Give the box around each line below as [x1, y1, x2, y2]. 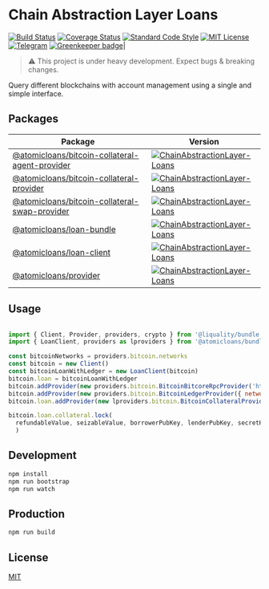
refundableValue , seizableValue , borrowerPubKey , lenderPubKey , [15, 419, 235, 427]
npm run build [8, 528, 56, 537]
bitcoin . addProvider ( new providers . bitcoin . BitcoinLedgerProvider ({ [8, 389, 242, 398]
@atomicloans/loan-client [12, 246, 110, 258]
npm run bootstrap [8, 477, 70, 485]
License [8, 550, 49, 564]
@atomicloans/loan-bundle [12, 223, 116, 234]
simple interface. [8, 88, 64, 98]
